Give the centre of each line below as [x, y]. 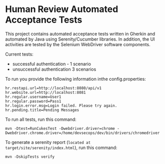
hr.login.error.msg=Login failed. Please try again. [61, 106]
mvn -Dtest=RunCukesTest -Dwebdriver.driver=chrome [60, 128]
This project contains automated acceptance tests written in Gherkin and [80, 34]
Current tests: [19, 54]
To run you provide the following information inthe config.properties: [75, 79]
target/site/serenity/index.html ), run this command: [61, 147]
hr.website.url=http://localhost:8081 [45, 92]
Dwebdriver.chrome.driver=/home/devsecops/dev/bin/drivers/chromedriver [82, 133]
